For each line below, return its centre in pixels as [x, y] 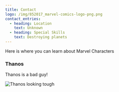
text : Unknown [28, 28]
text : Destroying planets [41, 37]
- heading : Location [31, 23]
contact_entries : [23, 19]
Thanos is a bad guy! [26, 75]
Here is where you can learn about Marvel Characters [60, 51]
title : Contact [21, 10]
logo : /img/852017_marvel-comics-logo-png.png [54, 14]
